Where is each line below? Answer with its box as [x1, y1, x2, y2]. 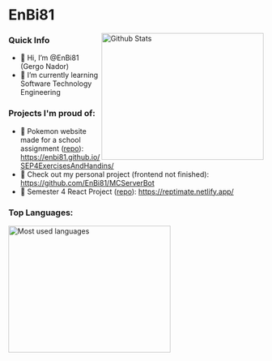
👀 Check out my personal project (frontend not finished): [19, 169, 209, 179]
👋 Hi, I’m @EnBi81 [19, 53, 79, 62]
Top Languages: [8, 207, 74, 218]
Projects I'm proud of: [8, 108, 96, 119]
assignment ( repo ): [19, 144, 84, 153]
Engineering [19, 88, 61, 97]
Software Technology [19, 79, 92, 88]
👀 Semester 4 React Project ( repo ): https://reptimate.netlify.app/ [19, 187, 235, 196]
